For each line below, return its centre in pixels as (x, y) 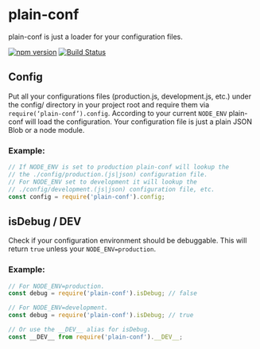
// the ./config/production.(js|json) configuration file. (108, 174)
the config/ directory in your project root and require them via (109, 104)
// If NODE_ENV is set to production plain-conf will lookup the (118, 167)
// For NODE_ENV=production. (56, 286)
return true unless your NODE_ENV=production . (82, 249)
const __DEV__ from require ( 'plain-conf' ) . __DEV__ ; (95, 337)
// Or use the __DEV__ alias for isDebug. (80, 330)
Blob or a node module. (47, 130)
